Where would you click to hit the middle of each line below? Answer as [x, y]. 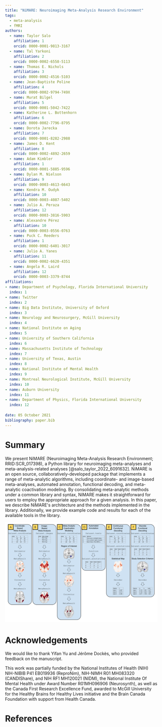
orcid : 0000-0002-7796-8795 [42, 123]
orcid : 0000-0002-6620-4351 [42, 261]
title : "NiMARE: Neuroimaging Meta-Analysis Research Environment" [74, 10]
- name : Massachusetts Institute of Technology [54, 348]
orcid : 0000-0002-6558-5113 [42, 61]
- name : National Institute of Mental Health [52, 369]
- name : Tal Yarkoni [30, 51]
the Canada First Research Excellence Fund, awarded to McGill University [78, 689]
